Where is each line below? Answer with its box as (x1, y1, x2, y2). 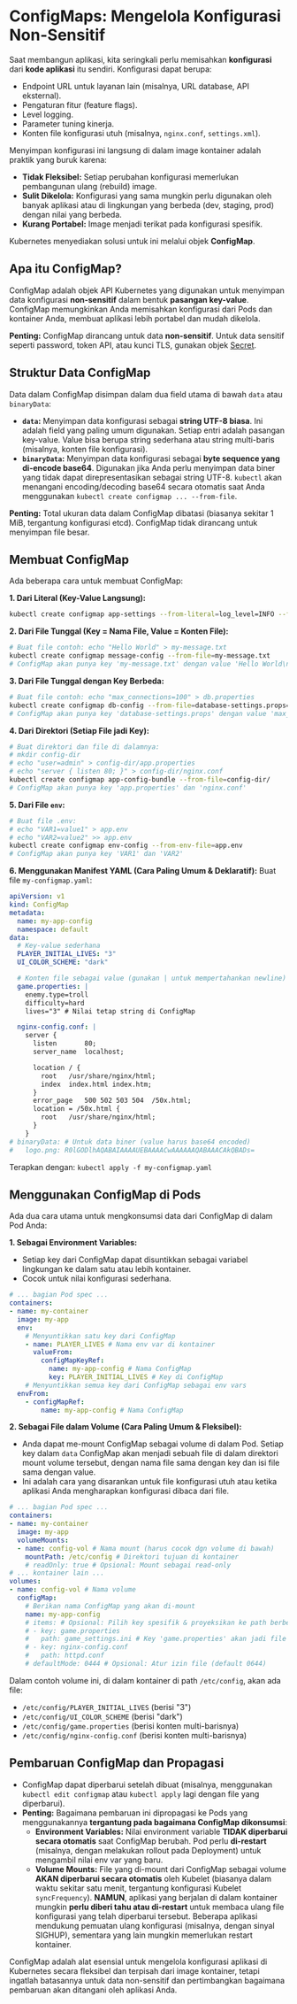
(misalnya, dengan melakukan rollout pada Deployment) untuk (34, 1845, 262, 1855)
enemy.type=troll (25, 990, 89, 999)
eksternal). (21, 90, 62, 101)
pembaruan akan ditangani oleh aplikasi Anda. (9, 1985, 178, 1995)
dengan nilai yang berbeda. (21, 209, 122, 220)
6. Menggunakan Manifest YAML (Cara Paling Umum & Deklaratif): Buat (9, 866, 277, 876)
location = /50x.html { (32, 1105, 121, 1114)
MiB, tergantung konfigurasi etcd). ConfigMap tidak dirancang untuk (9, 517, 258, 528)
